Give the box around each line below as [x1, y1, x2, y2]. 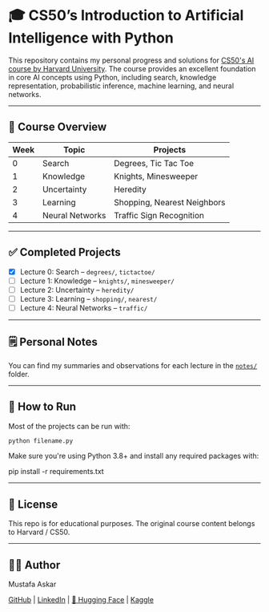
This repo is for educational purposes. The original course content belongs [8, 519, 255, 529]
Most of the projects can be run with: [8, 421, 130, 431]
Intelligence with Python [8, 29, 174, 47]
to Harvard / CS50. [8, 527, 70, 537]
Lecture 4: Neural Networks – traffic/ [19, 302, 148, 313]
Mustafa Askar [8, 579, 57, 589]
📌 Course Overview [8, 120, 107, 134]
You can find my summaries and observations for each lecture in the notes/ [8, 360, 258, 370]
